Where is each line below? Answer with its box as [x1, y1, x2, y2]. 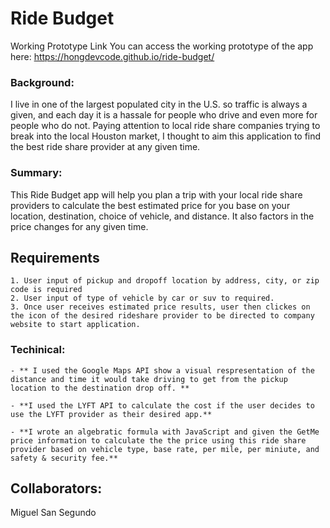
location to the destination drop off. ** [10, 383, 190, 393]
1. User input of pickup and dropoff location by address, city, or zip [10, 276, 320, 286]
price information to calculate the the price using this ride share [10, 435, 307, 446]
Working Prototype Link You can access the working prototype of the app [10, 40, 314, 52]
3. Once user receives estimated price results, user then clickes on [10, 302, 311, 312]
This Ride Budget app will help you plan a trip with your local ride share [10, 188, 303, 201]
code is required [10, 285, 83, 295]
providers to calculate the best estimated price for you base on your [10, 199, 291, 211]
